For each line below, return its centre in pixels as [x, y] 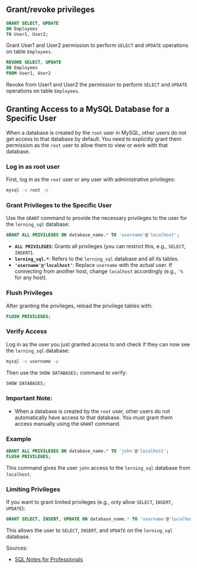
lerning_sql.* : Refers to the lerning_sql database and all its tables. [97, 259]
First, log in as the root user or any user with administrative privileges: [91, 179]
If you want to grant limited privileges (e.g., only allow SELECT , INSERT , [89, 502]
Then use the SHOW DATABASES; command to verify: [67, 372]
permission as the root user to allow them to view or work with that [87, 145]
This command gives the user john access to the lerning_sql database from [98, 467]
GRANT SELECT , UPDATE [33, 23]
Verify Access [27, 332]
